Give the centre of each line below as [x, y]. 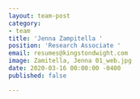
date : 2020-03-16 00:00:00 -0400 [65, 68]
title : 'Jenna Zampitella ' [56, 38]
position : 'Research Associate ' [65, 46]
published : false [38, 76]
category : [25, 23]
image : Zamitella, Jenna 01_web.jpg [70, 61]
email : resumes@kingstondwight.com [68, 53]
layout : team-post [39, 16]
